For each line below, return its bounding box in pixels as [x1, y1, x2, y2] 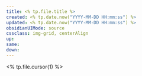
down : [6, 47, 20, 53]
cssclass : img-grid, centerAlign [6, 31, 89, 37]
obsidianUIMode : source [6, 25, 65, 31]
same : [6, 42, 20, 48]
